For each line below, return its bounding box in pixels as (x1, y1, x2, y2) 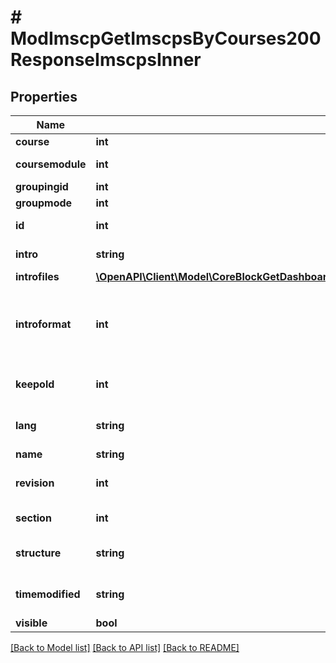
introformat (15, 317, 72, 331)
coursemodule (15, 157, 87, 171)
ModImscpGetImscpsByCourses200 (10, 27, 322, 50)
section (15, 511, 52, 525)
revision (15, 476, 55, 490)
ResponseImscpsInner (10, 49, 202, 71)
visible (15, 616, 48, 630)
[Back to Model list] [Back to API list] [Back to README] (10, 642, 240, 653)
